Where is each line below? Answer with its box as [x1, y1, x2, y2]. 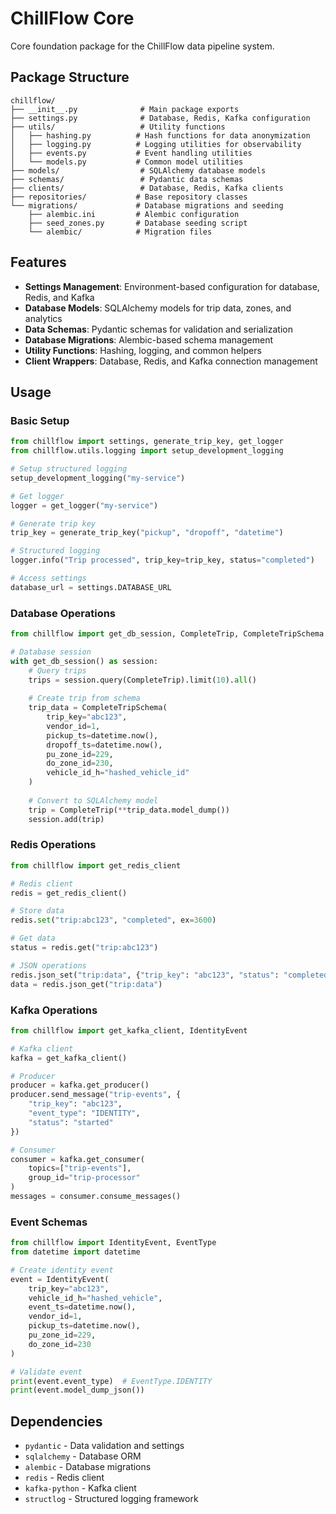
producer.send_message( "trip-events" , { [10, 1090, 182, 1100]
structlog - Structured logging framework [24, 1493, 199, 1505]
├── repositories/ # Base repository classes [10, 192, 248, 202]
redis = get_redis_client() [10, 888, 128, 898]
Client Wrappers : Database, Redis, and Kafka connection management [24, 355, 318, 367]
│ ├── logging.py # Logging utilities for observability [10, 139, 302, 149]
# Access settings [10, 573, 87, 583]
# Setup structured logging [10, 464, 128, 474]
